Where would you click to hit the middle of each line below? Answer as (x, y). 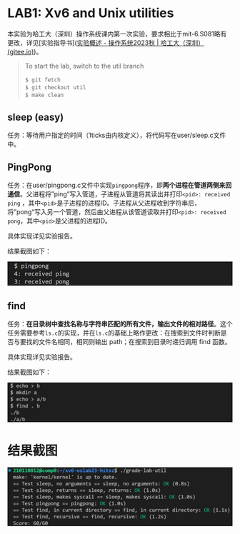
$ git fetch (42, 80)
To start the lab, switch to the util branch (84, 66)
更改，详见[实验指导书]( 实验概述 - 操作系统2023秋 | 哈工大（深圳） (106, 42)
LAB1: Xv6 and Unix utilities (91, 13)
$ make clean (44, 95)
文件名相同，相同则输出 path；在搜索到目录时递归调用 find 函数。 (135, 342)
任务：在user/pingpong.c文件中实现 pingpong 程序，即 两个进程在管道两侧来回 (120, 185)
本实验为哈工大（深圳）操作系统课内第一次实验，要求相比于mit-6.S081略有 (117, 34)
